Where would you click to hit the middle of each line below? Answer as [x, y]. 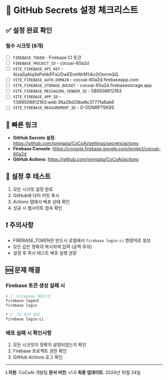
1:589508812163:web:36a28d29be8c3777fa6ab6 [64, 102]
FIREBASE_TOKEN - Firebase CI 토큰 [47, 57]
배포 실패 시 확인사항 [29, 333]
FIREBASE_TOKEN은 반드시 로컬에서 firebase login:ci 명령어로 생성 [82, 240]
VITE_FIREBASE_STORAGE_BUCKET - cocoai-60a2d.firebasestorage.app [82, 85]
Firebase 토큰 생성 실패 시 [35, 286]
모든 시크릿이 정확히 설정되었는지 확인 [50, 345]
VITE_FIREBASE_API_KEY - [38, 69]
